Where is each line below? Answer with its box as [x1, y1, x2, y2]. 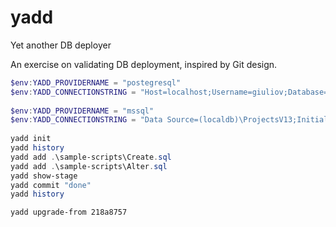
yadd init [10, 134, 52, 144]
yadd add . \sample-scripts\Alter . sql [10, 161, 168, 171]
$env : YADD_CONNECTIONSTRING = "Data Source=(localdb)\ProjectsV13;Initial [10, 115, 329, 125]
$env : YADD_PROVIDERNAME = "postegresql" [10, 77, 182, 88]
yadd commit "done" [10, 180, 92, 190]
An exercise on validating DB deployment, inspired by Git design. [10, 58, 278, 70]
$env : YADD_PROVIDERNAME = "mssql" [10, 106, 155, 116]
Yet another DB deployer [10, 39, 112, 51]
